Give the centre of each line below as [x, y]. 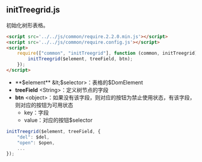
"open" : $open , [36, 143]
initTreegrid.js [33, 10]
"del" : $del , [33, 137]
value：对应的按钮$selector [58, 120]
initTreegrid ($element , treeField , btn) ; [81, 59]
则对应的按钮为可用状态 [44, 105]
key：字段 [36, 112]
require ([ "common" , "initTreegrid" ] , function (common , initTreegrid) [107, 54]
